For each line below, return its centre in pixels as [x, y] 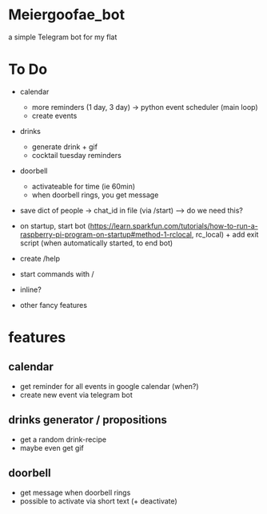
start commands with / [57, 273]
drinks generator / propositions [88, 420]
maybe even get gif [52, 447]
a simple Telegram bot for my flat [63, 37]
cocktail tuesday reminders [76, 155]
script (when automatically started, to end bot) [96, 243]
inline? [30, 289]
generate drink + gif [65, 147]
